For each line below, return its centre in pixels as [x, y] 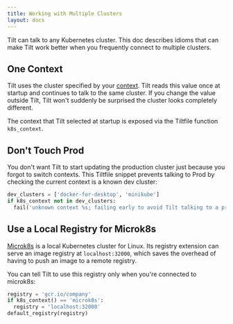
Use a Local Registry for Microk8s [82, 229]
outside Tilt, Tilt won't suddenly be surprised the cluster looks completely [112, 101]
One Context [35, 69]
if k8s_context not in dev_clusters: [62, 201]
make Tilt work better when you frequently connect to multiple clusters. [109, 47]
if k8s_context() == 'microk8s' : [55, 300]
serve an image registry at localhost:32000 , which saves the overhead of [112, 253]
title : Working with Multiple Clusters [65, 14]
